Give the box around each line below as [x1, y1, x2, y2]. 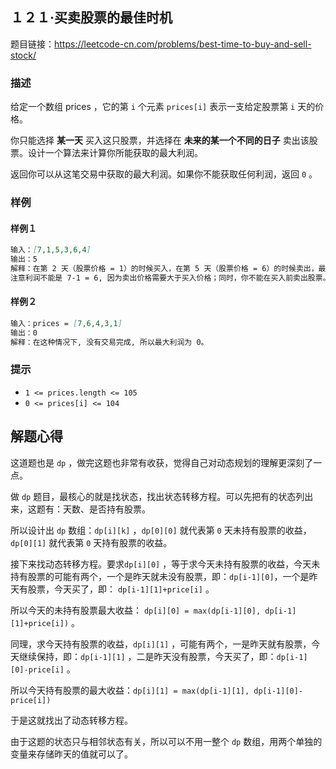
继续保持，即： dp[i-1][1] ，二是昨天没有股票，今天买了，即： [18, 650, 277, 662]
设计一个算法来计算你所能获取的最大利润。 [27, 147, 203, 159]
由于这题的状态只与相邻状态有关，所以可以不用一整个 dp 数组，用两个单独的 [10, 735, 323, 747]
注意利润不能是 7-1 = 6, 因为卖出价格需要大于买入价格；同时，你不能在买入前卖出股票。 [10, 273, 331, 283]
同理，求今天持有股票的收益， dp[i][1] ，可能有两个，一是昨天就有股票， [10, 638, 312, 650]
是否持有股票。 [88, 503, 151, 515]
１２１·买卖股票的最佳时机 [10, 9, 173, 27]
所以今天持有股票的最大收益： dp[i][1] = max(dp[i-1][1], [10, 684, 250, 696]
